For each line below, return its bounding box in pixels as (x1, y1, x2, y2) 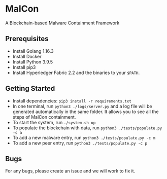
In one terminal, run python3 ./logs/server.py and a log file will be (12, 103, 152, 109)
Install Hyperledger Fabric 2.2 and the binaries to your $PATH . (12, 69, 140, 76)
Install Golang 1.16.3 (12, 48, 54, 54)
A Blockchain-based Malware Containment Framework (5, 20, 120, 26)
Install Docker (12, 53, 42, 59)
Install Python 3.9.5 (12, 59, 53, 65)
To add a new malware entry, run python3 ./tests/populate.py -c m (12, 134, 156, 140)
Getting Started (5, 84, 55, 93)
